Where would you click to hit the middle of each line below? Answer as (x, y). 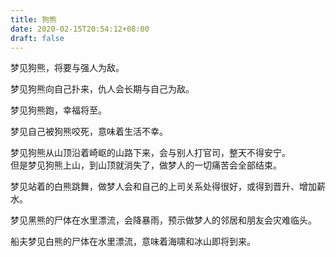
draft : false (37, 38)
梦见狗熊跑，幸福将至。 (58, 110)
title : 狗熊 (33, 19)
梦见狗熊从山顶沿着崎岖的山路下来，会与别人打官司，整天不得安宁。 (150, 153)
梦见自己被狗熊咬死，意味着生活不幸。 (89, 132)
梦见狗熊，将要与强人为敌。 (67, 68)
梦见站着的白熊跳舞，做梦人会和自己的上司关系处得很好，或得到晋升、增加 (163, 187)
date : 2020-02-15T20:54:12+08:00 (80, 29)
